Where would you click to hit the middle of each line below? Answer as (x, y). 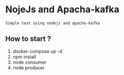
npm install (24, 57)
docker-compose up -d (38, 51)
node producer (29, 67)
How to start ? (28, 39)
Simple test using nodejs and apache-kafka (53, 23)
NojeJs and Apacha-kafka (62, 10)
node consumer (30, 62)
